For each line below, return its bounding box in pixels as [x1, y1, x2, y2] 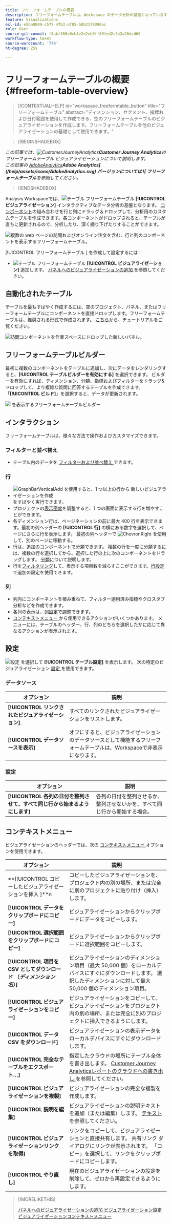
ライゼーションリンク [8, 1143, 59, 1150]
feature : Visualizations [5, 17, 58, 22]
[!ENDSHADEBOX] [17, 185, 57, 191]
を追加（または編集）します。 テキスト [69, 1110, 162, 1117]
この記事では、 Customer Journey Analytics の [5, 149, 166, 155]
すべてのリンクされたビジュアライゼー [69, 708, 161, 715]
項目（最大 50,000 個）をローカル [74, 962, 157, 969]
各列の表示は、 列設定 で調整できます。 [12, 608, 94, 615]
